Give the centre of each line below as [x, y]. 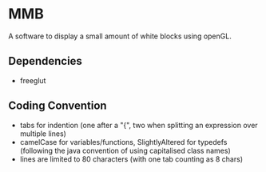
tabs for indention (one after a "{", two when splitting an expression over [139, 125]
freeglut [33, 80]
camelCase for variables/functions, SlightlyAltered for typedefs [123, 142]
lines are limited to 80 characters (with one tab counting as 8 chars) [131, 159]
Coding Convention [58, 106]
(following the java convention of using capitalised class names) [125, 150]
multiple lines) [43, 134]
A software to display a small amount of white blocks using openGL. [120, 36]
